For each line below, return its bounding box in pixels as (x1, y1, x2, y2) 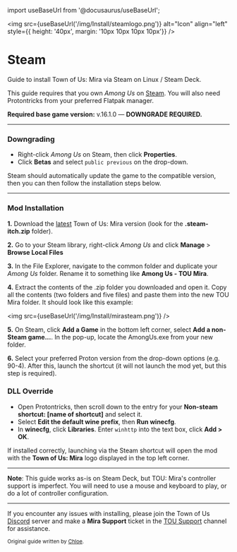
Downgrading (7, 134, 55, 144)
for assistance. (7, 524, 51, 532)
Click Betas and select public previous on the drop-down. (17, 158, 188, 167)
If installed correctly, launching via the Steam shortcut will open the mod (7, 446, 218, 455)
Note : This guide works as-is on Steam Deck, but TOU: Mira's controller (7, 474, 217, 482)
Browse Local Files (7, 248, 63, 256)
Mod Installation (7, 203, 64, 213)
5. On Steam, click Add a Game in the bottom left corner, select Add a (7, 325, 210, 334)
